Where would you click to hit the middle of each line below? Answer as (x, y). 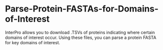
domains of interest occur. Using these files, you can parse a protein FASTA (81, 37)
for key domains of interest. (33, 42)
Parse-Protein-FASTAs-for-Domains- (82, 9)
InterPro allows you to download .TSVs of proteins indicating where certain (80, 32)
